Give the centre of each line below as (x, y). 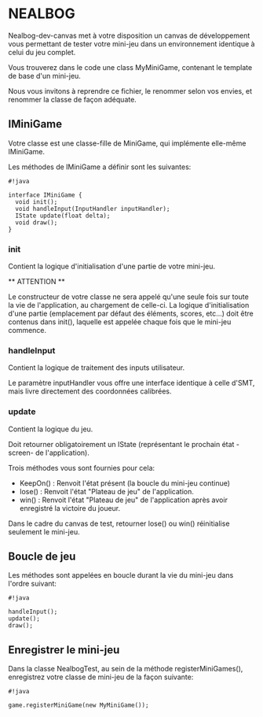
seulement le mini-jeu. (44, 531)
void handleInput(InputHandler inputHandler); (93, 209)
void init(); (37, 201)
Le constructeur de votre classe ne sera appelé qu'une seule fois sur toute (128, 297)
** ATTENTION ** (37, 282)
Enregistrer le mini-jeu (64, 650)
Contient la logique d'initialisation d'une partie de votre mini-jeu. (112, 266)
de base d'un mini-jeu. (44, 76)
